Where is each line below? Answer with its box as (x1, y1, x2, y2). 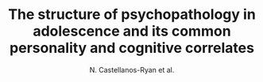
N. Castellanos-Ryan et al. (89, 65, 175, 74)
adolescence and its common (33, 22, 231, 40)
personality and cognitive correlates (9, 39, 255, 57)
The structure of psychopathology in (7, 6, 257, 24)
